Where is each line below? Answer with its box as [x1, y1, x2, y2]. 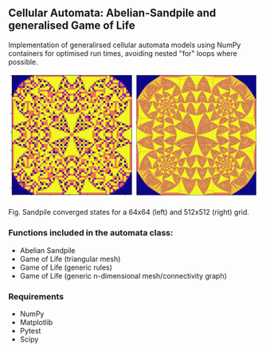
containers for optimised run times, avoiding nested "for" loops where [8, 48, 237, 58]
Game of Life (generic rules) [19, 263, 113, 272]
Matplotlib [19, 317, 53, 326]
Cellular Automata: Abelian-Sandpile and [8, 6, 217, 20]
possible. [8, 57, 38, 66]
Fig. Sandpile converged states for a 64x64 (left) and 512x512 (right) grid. [8, 208, 249, 217]
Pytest [19, 326, 41, 335]
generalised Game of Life [8, 19, 135, 33]
